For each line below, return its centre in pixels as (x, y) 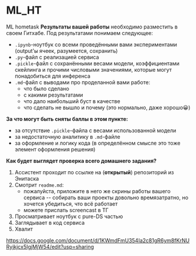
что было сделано (46, 88)
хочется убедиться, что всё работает (71, 204)
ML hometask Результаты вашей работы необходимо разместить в (92, 27)
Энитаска (27, 178)
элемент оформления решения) (55, 149)
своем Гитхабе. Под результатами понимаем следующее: (80, 33)
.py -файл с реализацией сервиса (57, 57)
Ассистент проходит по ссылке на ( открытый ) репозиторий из (94, 172)
